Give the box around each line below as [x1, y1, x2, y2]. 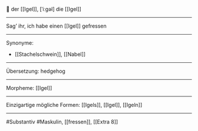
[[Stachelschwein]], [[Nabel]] [14, 51, 86, 58]
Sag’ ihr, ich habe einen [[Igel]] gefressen [6, 22, 107, 29]
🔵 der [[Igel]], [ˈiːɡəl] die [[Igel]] [6, 6, 81, 12]
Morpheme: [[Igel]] [6, 85, 52, 91]
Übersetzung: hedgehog [6, 68, 66, 75]
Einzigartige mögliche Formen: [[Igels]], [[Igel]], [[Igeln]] [6, 102, 143, 108]
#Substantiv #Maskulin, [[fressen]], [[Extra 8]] [6, 118, 118, 125]
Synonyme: [6, 39, 34, 46]
